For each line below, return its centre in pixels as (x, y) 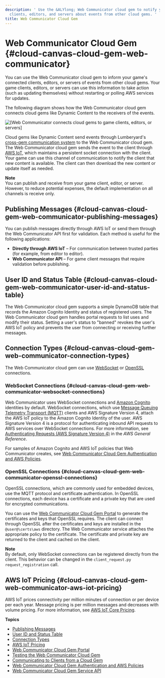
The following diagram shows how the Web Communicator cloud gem (76, 108)
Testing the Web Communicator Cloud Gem (56, 655)
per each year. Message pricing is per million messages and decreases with (82, 605)
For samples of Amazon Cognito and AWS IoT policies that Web (69, 448)
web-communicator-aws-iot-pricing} (64, 587)
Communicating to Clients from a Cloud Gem (57, 660)
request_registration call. (32, 565)
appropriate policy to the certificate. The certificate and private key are (77, 534)
